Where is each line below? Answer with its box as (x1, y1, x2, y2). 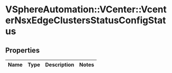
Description (45, 61, 74, 68)
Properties (5, 46, 40, 54)
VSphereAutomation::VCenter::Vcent (5, 4, 167, 15)
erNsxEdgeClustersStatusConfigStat (5, 14, 166, 26)
